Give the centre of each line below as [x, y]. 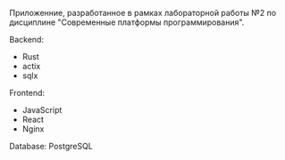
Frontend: [27, 93]
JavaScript [42, 110]
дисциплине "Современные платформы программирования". [127, 22]
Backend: [27, 40]
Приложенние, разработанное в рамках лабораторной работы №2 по [143, 13]
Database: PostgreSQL [51, 146]
